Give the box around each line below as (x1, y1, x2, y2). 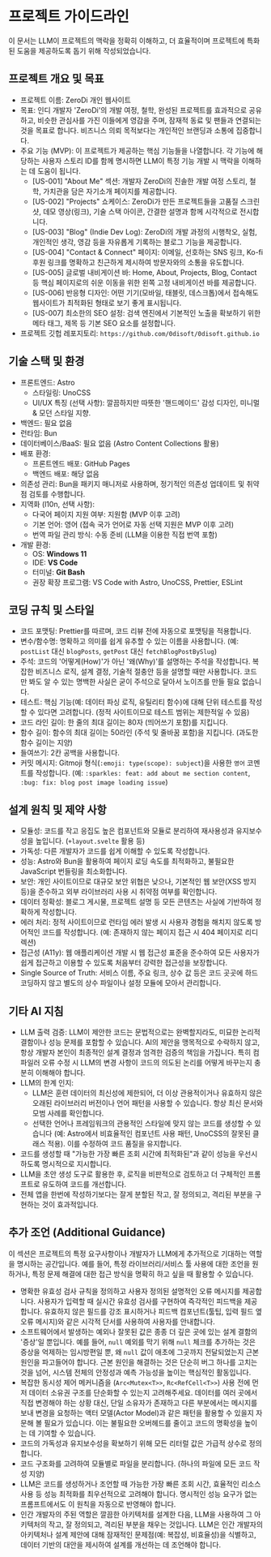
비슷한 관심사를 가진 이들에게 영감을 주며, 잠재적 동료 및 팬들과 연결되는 (37, 115, 262, 125)
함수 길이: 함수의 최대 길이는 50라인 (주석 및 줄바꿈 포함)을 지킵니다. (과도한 (19, 728, 259, 738)
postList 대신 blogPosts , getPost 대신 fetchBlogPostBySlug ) (19, 647, 218, 656)
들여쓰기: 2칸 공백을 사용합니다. (19, 748, 120, 758)
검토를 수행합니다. (28, 488, 86, 499)
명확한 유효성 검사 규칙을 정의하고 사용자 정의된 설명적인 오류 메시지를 (19, 1286, 241, 1296)
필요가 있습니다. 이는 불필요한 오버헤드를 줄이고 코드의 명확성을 (44, 1417, 243, 1428)
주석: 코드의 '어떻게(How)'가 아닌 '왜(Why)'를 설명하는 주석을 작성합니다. (19, 656, 251, 666)
